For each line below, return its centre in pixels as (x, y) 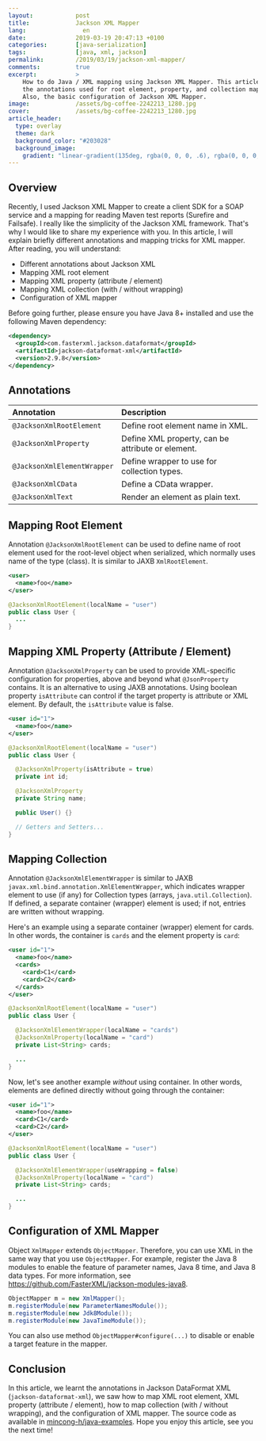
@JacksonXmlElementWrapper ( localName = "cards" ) (97, 1031)
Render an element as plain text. (181, 497)
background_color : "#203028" (63, 141)
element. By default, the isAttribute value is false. (91, 704)
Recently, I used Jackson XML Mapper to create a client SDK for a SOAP (126, 207)
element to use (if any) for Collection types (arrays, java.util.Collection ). (130, 895)
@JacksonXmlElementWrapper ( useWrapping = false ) (97, 1170)
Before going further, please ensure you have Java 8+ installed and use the (131, 313)
